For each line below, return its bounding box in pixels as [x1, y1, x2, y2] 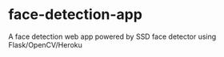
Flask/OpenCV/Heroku [8, 40, 82, 49]
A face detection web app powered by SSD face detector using [8, 32, 217, 41]
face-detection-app [8, 6, 142, 24]
